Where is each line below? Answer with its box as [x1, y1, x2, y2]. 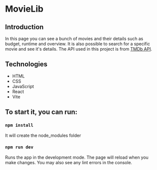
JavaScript [12, 83, 34, 89]
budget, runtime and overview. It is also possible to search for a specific [5, 41, 150, 47]
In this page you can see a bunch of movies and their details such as [5, 36, 143, 41]
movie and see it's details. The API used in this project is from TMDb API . [5, 46, 153, 52]
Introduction [5, 23, 44, 31]
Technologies [5, 60, 48, 69]
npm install [5, 123, 34, 128]
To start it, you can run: [5, 108, 78, 116]
